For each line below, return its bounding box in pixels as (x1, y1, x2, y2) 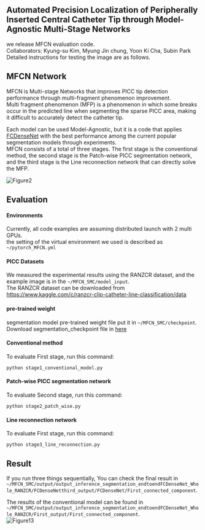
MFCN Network (6, 71, 67, 82)
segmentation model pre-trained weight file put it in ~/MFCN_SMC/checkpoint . (6, 319, 198, 326)
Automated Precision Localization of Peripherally (6, 5, 198, 15)
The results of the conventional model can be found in (6, 499, 143, 506)
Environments (6, 211, 43, 219)
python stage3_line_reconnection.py (6, 442, 100, 448)
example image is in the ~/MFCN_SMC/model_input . (6, 278, 130, 285)
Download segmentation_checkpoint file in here (6, 325, 127, 332)
